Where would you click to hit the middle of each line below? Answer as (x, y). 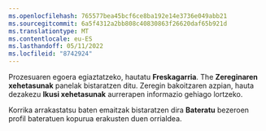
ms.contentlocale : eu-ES (50, 39)
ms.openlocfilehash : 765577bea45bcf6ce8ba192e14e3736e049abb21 (118, 16)
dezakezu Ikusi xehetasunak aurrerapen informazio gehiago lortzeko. (126, 94)
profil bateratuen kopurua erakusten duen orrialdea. (95, 118)
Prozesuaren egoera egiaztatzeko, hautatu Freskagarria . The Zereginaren (133, 77)
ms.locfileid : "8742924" (50, 54)
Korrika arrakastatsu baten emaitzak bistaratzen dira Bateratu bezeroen (129, 110)
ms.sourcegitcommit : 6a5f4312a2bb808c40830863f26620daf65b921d (118, 24)
